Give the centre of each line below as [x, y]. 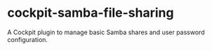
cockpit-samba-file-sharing [91, 13]
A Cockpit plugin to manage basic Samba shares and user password [106, 32]
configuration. [27, 39]
